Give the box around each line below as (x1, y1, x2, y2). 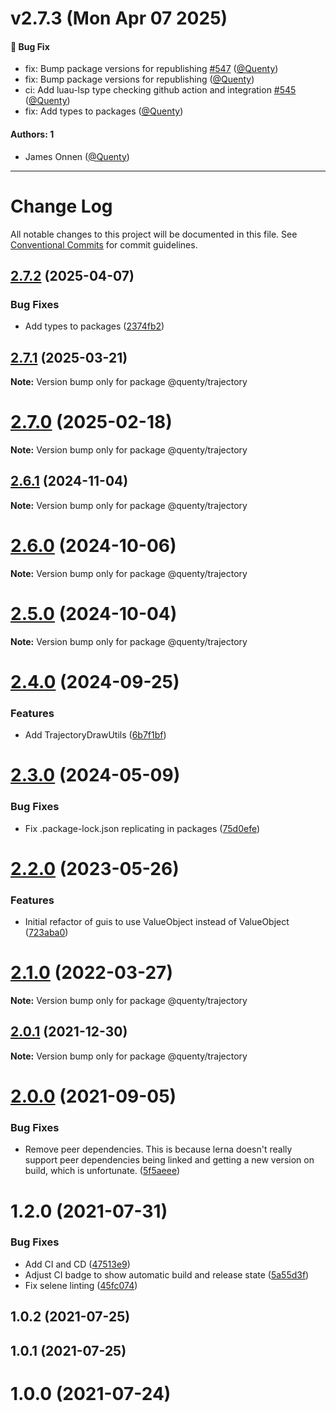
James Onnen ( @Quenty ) (24, 150, 130, 162)
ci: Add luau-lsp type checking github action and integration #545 (24, 84, 297, 96)
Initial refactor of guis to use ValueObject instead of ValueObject (24, 916, 290, 928)
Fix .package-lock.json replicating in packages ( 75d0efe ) (24, 822, 261, 834)
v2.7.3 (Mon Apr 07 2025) (10, 7, 228, 30)
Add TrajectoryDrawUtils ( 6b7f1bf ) (24, 729, 167, 741)
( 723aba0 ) (24, 927, 69, 939)
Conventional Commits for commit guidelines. (10, 238, 198, 251)
